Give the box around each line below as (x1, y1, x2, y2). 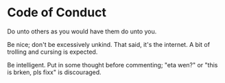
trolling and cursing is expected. (7, 48, 98, 56)
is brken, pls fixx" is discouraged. (7, 68, 102, 76)
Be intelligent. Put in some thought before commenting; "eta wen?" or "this (7, 61, 218, 69)
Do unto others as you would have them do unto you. (7, 27, 157, 35)
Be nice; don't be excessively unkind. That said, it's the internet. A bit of (7, 40, 211, 48)
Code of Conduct (7, 5, 106, 20)
